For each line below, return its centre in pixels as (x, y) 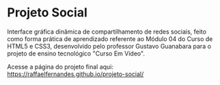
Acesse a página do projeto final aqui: (60, 66)
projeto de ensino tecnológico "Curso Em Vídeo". (76, 53)
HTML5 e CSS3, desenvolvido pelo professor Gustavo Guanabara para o (109, 46)
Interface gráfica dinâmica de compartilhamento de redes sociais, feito (107, 32)
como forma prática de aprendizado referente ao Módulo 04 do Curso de (110, 38)
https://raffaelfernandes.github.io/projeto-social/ (75, 74)
